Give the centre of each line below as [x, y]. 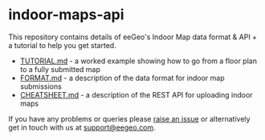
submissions [41, 86]
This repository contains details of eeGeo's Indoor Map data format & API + [133, 37]
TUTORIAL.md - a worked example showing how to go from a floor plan [138, 61]
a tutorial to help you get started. [62, 45]
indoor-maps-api [66, 15]
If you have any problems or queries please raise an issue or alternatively [129, 118]
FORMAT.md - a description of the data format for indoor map [122, 78]
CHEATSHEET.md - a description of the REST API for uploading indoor [136, 94]
